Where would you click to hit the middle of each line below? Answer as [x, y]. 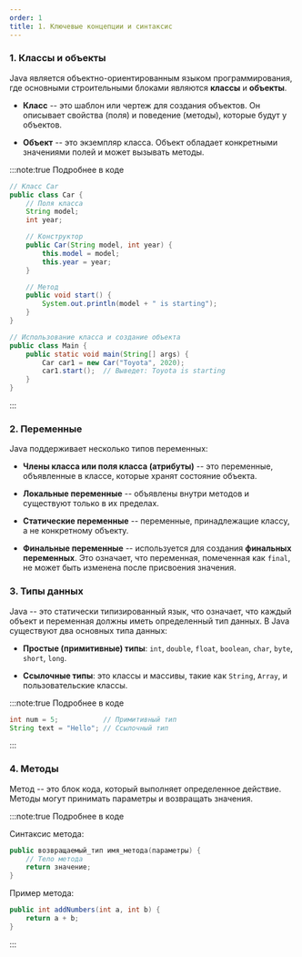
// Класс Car [34, 186]
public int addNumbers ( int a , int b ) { [85, 910]
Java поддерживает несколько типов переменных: [109, 449]
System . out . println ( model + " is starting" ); [130, 304]
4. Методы [34, 769]
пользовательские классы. [75, 685]
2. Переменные [46, 429]
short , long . [45, 657]
